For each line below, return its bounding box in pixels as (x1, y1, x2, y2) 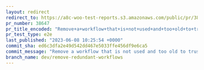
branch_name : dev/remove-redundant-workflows (5, 54, 123, 60)
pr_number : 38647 (5, 20, 50, 26)
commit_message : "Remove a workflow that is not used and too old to (5, 49, 186, 55)
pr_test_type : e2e (5, 32, 52, 38)
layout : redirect (5, 9, 50, 15)
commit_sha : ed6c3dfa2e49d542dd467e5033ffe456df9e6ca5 (5, 43, 148, 49)
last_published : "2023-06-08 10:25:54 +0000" (5, 37, 123, 43)
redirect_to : (5, 15, 39, 21)
